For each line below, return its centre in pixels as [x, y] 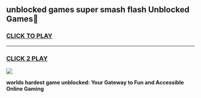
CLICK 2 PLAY [27, 58]
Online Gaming [25, 88]
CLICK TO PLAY [29, 36]
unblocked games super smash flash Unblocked [98, 10]
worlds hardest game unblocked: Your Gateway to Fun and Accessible [95, 82]
